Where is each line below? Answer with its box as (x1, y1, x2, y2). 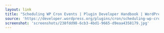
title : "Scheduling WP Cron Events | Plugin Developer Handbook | (5, 12, 143, 16)
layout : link (5, 7, 32, 12)
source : (5, 16, 21, 21)
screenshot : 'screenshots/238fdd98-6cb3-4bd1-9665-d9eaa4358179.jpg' (5, 20, 150, 26)
